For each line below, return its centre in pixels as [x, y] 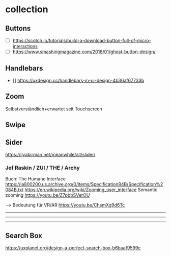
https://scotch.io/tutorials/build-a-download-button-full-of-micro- [82, 40]
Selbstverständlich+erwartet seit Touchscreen [54, 109]
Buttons [18, 28]
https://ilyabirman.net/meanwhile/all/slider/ [50, 154]
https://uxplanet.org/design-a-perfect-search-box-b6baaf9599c [73, 248]
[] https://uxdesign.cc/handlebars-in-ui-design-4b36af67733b [78, 80]
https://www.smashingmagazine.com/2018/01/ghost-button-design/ [84, 52]
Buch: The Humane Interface [36, 179]
